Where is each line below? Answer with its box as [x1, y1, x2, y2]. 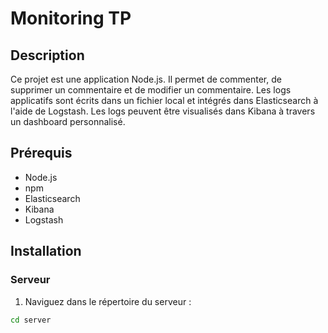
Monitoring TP [10, 7, 132, 30]
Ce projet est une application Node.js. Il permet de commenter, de [10, 73, 282, 85]
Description [10, 47, 85, 64]
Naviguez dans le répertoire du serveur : [24, 295, 192, 307]
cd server [10, 315, 52, 325]
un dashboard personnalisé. [10, 116, 126, 127]
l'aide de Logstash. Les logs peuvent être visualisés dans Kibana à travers [10, 105, 316, 117]
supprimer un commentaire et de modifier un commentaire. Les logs [10, 84, 292, 96]
